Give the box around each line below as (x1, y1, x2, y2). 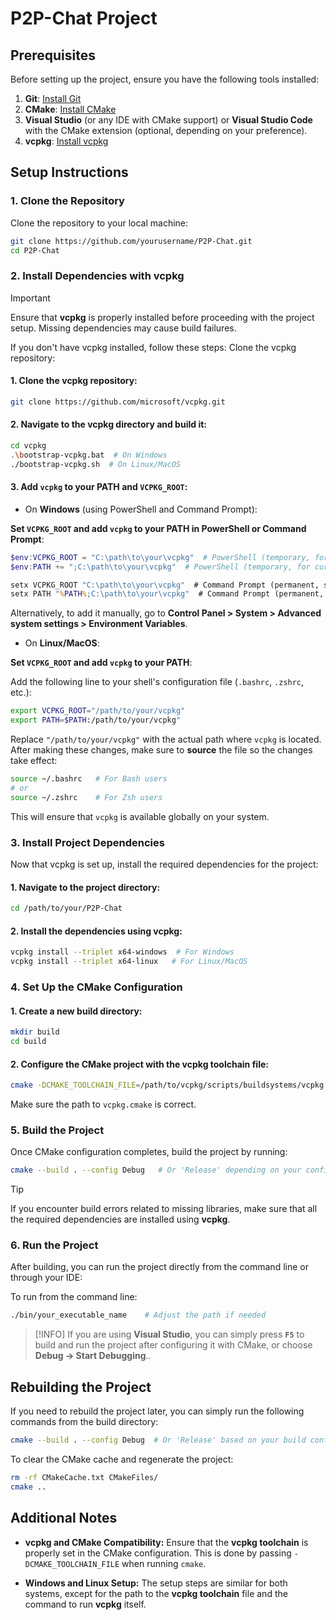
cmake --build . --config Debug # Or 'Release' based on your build (10, 1435, 307, 1446)
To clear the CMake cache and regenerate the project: (10, 1453, 234, 1466)
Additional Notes (10, 1510, 118, 1527)
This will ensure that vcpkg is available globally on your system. (10, 810, 270, 822)
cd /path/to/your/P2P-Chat (10, 903, 123, 914)
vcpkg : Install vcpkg (24, 135, 109, 147)
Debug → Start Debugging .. (34, 1350, 152, 1362)
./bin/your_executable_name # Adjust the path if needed (10, 1310, 267, 1321)
